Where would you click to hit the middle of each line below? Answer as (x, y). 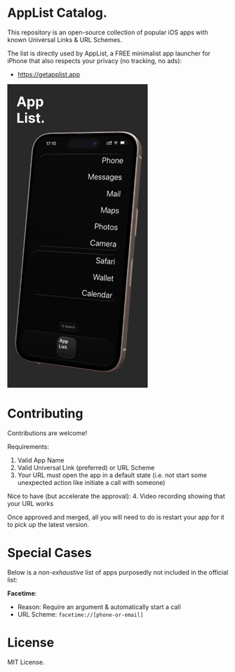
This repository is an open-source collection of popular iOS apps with (108, 32)
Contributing (45, 413)
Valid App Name (41, 460)
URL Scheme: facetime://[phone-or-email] (80, 614)
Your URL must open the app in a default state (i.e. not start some (112, 475)
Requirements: (28, 446)
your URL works (31, 503)
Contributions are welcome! (47, 433)
